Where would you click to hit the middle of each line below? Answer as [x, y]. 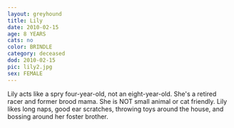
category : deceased [36, 54]
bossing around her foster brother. [58, 116]
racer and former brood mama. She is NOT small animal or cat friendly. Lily [117, 101]
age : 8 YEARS [27, 34]
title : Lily [25, 21]
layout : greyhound [35, 14]
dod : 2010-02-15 [31, 60]
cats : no [20, 41]
